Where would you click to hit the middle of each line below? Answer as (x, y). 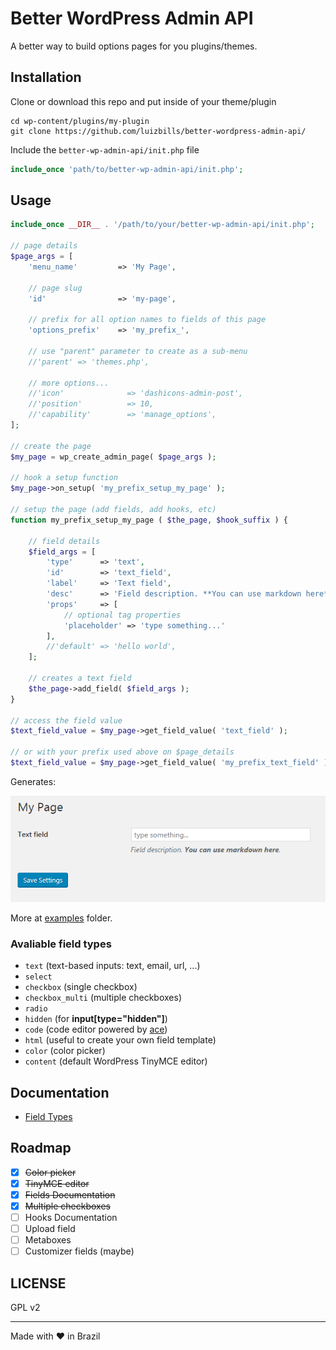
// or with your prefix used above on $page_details (122, 752)
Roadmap (41, 1148)
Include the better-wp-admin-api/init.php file (105, 149)
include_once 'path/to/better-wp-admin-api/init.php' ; (127, 169)
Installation (46, 77)
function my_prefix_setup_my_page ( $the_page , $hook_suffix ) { (149, 520)
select (38, 977)
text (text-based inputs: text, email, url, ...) (112, 966)
